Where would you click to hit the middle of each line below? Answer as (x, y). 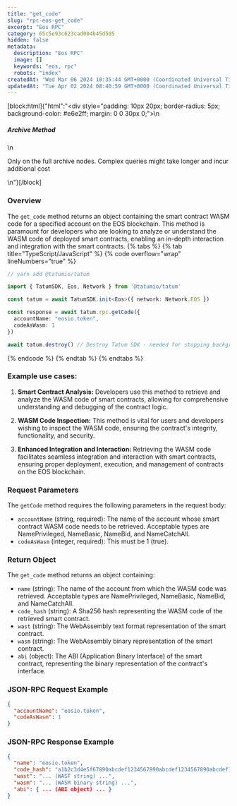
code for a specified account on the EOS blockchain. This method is (106, 224)
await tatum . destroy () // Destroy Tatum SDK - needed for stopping (109, 344)
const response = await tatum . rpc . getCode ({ (74, 312)
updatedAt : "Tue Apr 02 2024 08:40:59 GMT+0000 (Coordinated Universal (115, 86)
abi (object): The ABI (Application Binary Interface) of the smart (110, 656)
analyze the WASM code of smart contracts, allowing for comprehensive (123, 399)
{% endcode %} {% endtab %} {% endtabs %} (75, 358)
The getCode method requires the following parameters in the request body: (117, 505)
